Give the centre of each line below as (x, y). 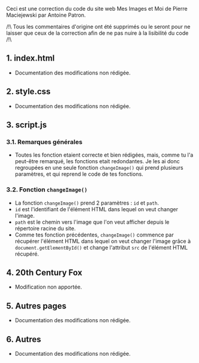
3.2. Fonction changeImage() (47, 190)
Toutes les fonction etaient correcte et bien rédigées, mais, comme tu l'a (104, 155)
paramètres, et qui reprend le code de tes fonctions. (79, 174)
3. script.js (27, 125)
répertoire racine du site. (45, 228)
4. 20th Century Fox (44, 273)
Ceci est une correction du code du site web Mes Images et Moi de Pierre (97, 9)
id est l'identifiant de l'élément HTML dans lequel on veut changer (96, 209)
